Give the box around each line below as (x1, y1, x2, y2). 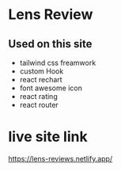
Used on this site (8, 37, 93, 51)
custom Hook (19, 66, 64, 76)
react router (19, 101, 59, 109)
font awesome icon (19, 83, 83, 93)
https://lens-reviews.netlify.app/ (8, 154, 113, 163)
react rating (19, 92, 58, 101)
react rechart (19, 75, 62, 84)
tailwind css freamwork (19, 58, 96, 67)
